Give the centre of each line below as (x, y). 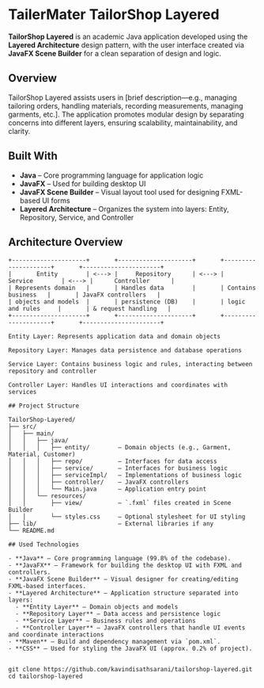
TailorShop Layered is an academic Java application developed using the (128, 36)
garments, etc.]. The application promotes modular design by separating (126, 114)
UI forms (56, 201)
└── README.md (32, 531)
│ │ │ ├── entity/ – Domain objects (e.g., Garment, (120, 448)
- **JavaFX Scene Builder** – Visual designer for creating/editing (123, 579)
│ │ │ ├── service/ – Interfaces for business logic (118, 468)
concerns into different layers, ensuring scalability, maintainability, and (123, 122)
